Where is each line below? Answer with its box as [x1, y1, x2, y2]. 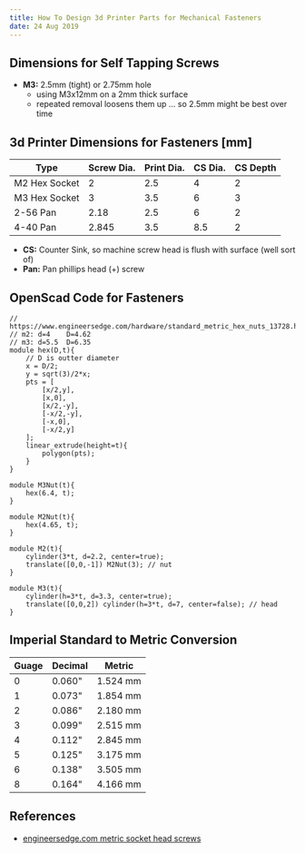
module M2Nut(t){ [9, 512, 75, 522]
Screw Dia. [88, 162, 136, 174]
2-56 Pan [14, 206, 57, 219]
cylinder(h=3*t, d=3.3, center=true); [25, 592, 172, 601]
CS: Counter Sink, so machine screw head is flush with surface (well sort [22, 244, 296, 255]
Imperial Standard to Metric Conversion [9, 632, 238, 648]
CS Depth [234, 162, 277, 174]
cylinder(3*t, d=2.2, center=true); [25, 552, 165, 561]
